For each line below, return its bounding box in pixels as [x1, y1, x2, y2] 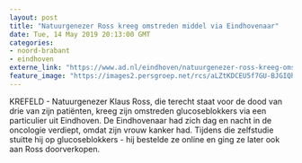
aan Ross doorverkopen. [9, 143, 101, 154]
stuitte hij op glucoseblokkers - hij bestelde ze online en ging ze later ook [9, 133, 280, 144]
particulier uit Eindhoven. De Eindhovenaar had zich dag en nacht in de [9, 115, 272, 125]
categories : [9, 38, 54, 47]
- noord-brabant [9, 47, 70, 56]
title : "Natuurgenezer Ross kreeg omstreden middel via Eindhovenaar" [9, 21, 280, 30]
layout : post [9, 13, 58, 22]
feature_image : [9, 72, 67, 81]
